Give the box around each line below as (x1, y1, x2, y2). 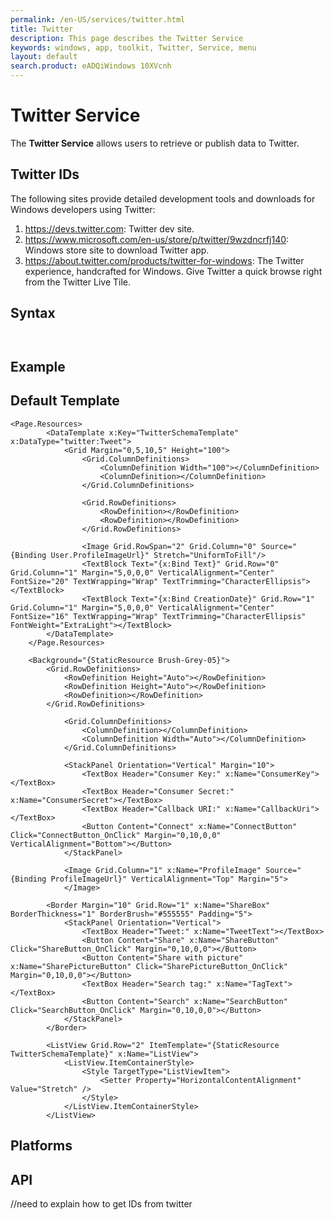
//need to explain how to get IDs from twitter (10, 1197, 193, 1210)
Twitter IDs (10, 166, 80, 183)
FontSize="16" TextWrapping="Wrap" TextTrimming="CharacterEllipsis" (10, 611, 307, 621)
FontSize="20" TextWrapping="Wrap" (10, 576, 159, 586)
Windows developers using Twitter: (10, 203, 156, 215)
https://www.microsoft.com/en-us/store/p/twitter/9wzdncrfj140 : (24, 233, 290, 245)
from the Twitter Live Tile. (24, 276, 131, 288)
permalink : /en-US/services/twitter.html (10, 14, 186, 25)
